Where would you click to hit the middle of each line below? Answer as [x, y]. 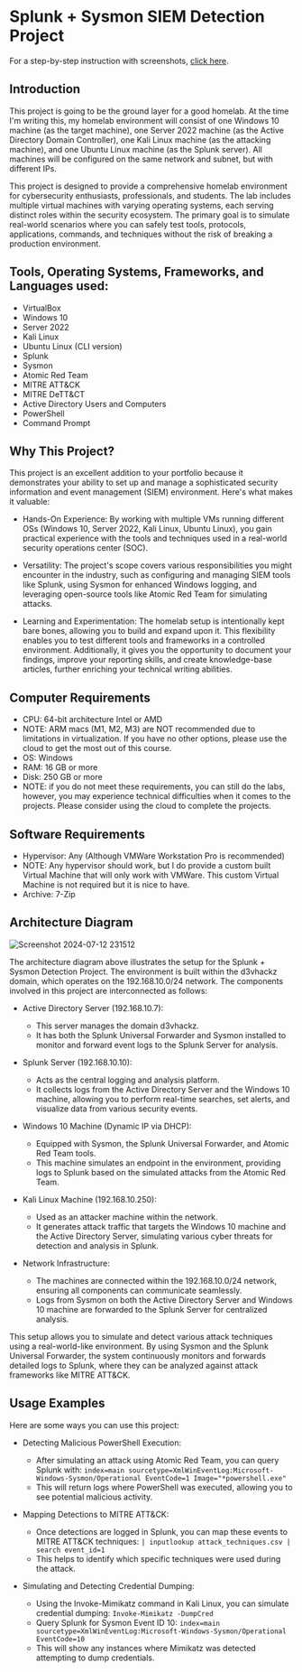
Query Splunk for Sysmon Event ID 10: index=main [128, 1622]
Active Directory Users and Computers [94, 404]
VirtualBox [41, 308]
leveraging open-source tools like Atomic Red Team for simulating [145, 594]
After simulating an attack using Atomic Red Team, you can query [157, 1460]
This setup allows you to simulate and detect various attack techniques [141, 1336]
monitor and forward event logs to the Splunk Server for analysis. [157, 1045]
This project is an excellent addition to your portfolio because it [126, 473]
